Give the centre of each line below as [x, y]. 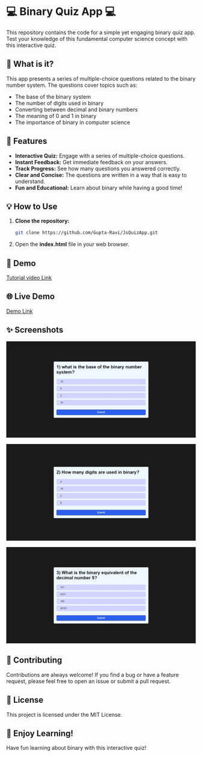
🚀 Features [27, 141]
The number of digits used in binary [59, 103]
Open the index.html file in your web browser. [72, 244]
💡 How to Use [32, 206]
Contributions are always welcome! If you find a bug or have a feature [93, 675]
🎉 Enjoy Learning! [40, 733]
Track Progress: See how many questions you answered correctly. [98, 168]
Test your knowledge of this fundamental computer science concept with [97, 39]
